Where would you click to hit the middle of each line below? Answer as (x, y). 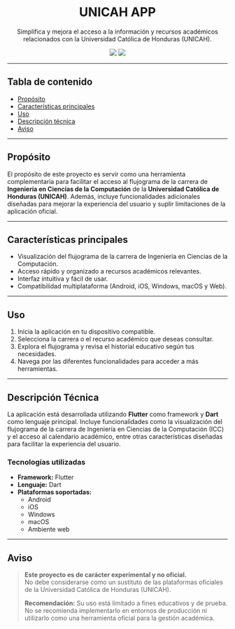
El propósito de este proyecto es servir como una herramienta (97, 174)
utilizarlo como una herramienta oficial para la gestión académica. (119, 618)
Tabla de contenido (50, 82)
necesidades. (37, 354)
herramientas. (37, 369)
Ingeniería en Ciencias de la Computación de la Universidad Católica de (113, 189)
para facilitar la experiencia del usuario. (64, 444)
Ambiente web (49, 530)
